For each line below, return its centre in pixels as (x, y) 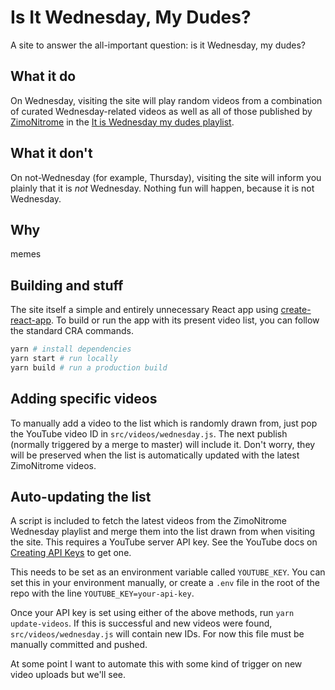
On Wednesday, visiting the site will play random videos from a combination (166, 100)
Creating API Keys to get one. (71, 553)
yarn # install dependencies (71, 349)
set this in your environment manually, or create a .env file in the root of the (165, 583)
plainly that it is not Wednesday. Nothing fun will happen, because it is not (162, 188)
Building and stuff (67, 285)
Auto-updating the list (81, 497)
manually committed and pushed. (79, 645)
